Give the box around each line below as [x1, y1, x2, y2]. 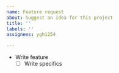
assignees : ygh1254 [6, 32, 56, 38]
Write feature [15, 54, 49, 61]
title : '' [6, 20, 32, 26]
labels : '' [6, 26, 34, 32]
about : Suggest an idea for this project [6, 15, 114, 21]
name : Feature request [6, 9, 64, 15]
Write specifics [24, 60, 62, 68]
